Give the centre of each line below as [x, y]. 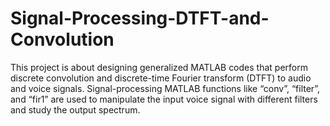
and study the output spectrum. [75, 109]
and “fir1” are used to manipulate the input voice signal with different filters [164, 99]
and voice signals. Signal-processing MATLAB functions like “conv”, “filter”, [165, 88]
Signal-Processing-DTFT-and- [140, 18]
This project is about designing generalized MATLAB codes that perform [159, 67]
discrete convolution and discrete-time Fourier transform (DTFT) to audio [161, 78]
